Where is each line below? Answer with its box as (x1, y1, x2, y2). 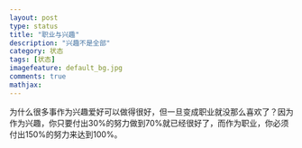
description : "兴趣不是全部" (9, 38, 111, 48)
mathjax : (9, 80, 42, 89)
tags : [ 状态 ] (9, 55, 56, 64)
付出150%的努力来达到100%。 (9, 128, 123, 140)
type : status (9, 22, 59, 31)
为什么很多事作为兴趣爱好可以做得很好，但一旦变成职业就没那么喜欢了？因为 (9, 106, 294, 117)
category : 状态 (9, 47, 64, 56)
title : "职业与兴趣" (9, 30, 79, 39)
